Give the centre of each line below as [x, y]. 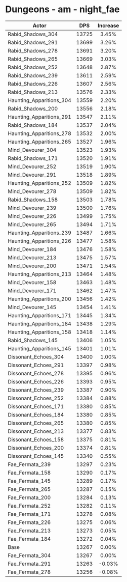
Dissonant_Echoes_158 [36, 439]
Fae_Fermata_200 [29, 497]
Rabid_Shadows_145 [33, 340]
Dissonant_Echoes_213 [36, 431]
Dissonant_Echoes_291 [36, 365]
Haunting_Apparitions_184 [40, 323]
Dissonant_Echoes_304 [36, 356]
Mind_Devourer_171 [32, 290]
